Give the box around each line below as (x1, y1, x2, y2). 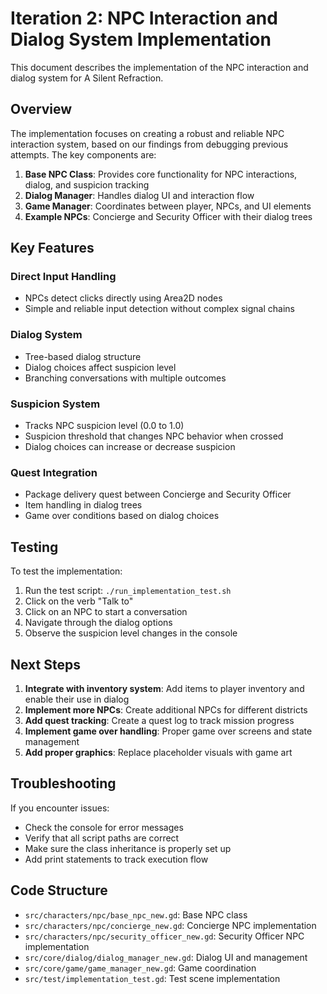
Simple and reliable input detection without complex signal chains (24, 303, 295, 315)
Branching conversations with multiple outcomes (24, 372, 227, 384)
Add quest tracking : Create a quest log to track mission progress (24, 714, 295, 726)
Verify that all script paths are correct (24, 832, 180, 844)
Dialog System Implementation (10, 28, 272, 51)
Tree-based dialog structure (24, 350, 142, 362)
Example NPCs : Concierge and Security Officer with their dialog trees (24, 210, 313, 222)
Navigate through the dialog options (24, 617, 173, 629)
